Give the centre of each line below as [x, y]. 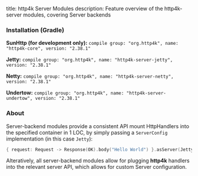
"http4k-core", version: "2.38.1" [49, 49]
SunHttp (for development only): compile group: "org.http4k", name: [92, 43]
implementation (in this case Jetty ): [49, 139]
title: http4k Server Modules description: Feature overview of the [85, 9]
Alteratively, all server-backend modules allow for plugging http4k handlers [98, 161]
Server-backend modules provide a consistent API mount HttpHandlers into [98, 126]
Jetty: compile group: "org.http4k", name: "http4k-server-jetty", [90, 60]
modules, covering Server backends [67, 15]
